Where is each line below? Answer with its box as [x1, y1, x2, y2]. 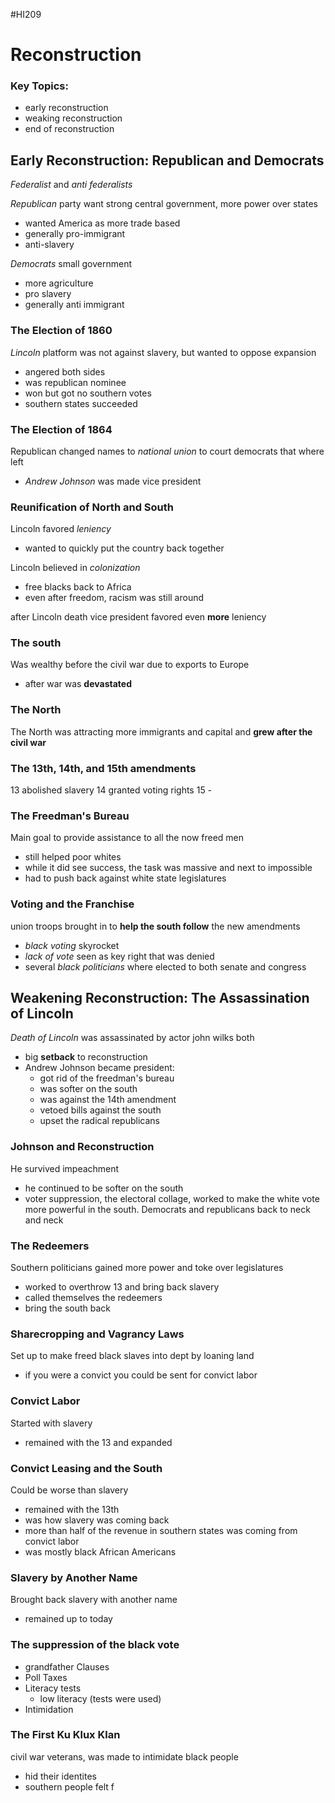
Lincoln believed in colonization [10, 562, 141, 574]
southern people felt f [24, 1780, 115, 1793]
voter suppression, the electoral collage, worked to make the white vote [24, 1192, 320, 1204]
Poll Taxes [24, 1671, 68, 1683]
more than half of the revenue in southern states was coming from [24, 1524, 298, 1536]
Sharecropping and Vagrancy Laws [10, 1327, 185, 1341]
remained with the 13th [24, 1503, 120, 1515]
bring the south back [24, 1302, 112, 1314]
